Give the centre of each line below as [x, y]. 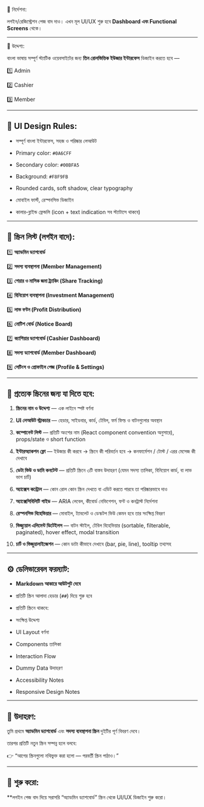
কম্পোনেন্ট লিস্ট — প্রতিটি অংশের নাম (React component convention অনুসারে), [95, 433]
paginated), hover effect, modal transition [67, 532]
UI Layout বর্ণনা [32, 632]
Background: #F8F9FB [42, 176]
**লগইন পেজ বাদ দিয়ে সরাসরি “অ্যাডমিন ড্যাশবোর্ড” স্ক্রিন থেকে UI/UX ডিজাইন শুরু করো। [87, 797]
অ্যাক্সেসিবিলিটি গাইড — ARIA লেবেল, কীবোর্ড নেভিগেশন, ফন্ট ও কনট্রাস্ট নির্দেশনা [87, 502]
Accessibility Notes [40, 680]
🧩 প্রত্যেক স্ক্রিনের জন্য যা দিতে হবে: [51, 394]
